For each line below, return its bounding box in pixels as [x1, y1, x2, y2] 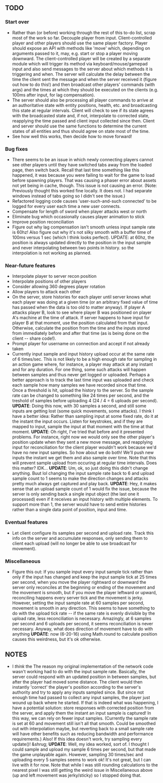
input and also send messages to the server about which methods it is [12, 66, 153, 72]
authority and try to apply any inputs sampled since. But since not [12, 689, 144, 695]
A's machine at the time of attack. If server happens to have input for [12, 315, 150, 321]
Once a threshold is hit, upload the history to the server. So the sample [12, 388, 154, 393]
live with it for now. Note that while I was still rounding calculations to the [12, 762, 158, 768]
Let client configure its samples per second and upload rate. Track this [12, 530, 154, 536]
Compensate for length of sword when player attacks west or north [12, 208, 147, 214]
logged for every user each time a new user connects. [12, 203, 121, 209]
